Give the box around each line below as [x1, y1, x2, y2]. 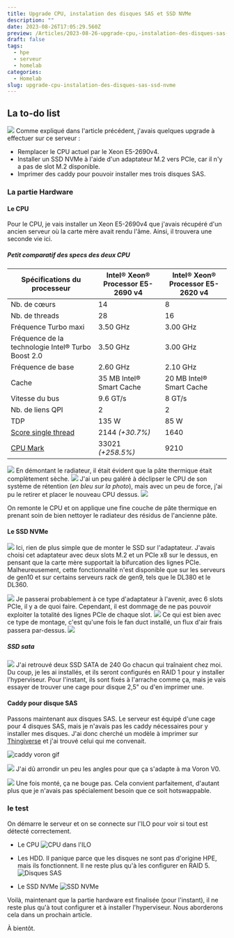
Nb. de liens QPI [10, 405, 63, 415]
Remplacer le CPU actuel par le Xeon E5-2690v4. [17, 148, 159, 156]
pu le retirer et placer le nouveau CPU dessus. [7, 491, 139, 499]
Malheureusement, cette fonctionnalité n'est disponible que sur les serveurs [7, 566, 226, 574]
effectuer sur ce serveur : [7, 134, 81, 143]
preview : [7, 29, 33, 37]
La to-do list [7, 107, 61, 119]
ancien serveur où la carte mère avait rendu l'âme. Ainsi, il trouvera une [7, 227, 212, 236]
